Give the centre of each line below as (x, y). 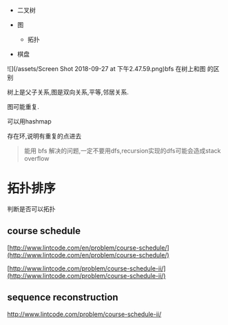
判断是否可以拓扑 (31, 208)
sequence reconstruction (63, 298)
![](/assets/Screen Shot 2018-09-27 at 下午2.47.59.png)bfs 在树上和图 (106, 69)
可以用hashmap (29, 121)
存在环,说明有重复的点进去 (44, 136)
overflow (37, 158)
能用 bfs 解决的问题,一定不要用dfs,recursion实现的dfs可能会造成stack (122, 151)
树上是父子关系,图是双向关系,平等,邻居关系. (68, 92)
